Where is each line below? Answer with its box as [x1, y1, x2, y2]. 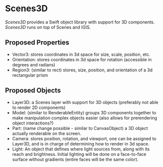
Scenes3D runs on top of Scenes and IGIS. [5, 24, 91, 30]
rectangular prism [12, 72, 48, 78]
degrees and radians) [12, 62, 56, 67]
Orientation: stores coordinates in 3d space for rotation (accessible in [12, 57, 152, 63]
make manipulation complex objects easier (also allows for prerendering [12, 115, 158, 121]
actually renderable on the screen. [12, 130, 81, 136]
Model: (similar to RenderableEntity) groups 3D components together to [12, 109, 156, 115]
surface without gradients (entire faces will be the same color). [12, 156, 139, 162]
